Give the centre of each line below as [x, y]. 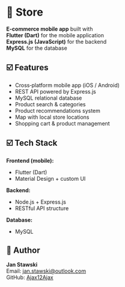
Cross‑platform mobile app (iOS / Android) [67, 85]
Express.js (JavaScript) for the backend [56, 41]
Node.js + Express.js [40, 202]
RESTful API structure [42, 208]
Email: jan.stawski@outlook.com [46, 271]
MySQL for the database [37, 48]
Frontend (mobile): [30, 160]
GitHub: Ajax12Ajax [30, 277]
